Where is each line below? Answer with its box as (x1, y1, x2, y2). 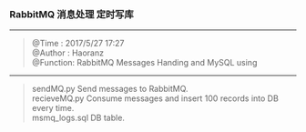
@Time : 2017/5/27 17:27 (31, 38, 125, 49)
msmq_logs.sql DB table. (31, 112, 126, 124)
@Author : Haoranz (31, 47, 105, 58)
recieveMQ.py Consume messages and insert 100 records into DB (31, 93, 280, 104)
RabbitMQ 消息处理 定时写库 (9, 7, 134, 20)
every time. (31, 103, 75, 114)
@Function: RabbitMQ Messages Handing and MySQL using (31, 57, 258, 68)
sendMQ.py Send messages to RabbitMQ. (31, 84, 189, 95)
